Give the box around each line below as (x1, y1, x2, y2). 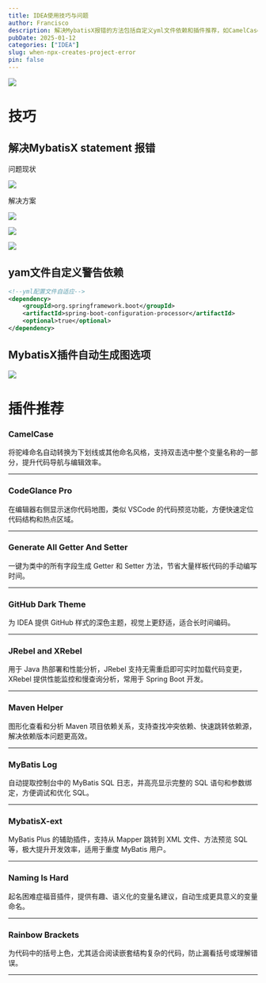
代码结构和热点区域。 (8, 514, 78, 524)
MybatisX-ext (8, 815, 63, 827)
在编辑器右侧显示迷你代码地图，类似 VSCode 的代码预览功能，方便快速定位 (8, 504, 254, 514)
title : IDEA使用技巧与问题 (8, 11, 89, 20)
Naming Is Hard (8, 873, 69, 884)
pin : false (8, 56, 44, 64)
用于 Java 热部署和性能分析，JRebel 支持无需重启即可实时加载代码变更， (8, 665, 247, 674)
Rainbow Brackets (8, 929, 79, 940)
